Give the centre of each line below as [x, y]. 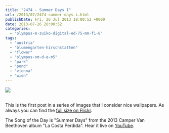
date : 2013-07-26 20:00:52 [34, 24]
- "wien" [19, 76]
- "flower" [21, 52]
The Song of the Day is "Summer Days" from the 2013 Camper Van [75, 120]
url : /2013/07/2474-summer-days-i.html [47, 15]
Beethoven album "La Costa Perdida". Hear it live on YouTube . [70, 125]
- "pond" [19, 66]
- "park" [19, 62]
